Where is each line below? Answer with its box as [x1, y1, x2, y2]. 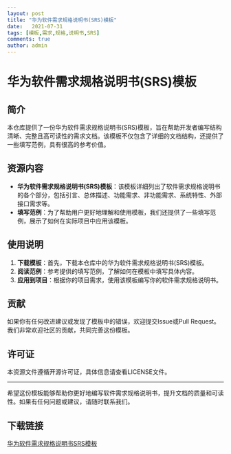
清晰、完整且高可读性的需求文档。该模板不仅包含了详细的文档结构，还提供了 [7, 132, 224, 140]
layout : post [7, 10, 45, 17]
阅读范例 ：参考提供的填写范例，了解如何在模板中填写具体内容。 [16, 267, 198, 275]
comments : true [7, 36, 51, 43]
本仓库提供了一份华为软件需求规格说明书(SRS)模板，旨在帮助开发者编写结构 [7, 124, 222, 131]
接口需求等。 [16, 199, 54, 208]
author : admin [7, 42, 48, 49]
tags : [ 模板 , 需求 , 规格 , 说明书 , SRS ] [7, 29, 100, 37]
